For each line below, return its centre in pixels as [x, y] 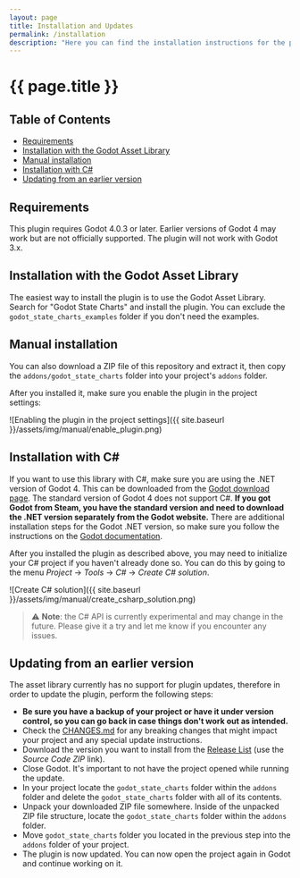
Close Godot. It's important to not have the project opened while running [155, 769]
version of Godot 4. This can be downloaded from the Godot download [140, 488]
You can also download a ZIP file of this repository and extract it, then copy [147, 366]
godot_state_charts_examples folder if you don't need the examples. [134, 316]
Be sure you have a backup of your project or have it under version [148, 712]
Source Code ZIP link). [63, 759]
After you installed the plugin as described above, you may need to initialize [148, 553]
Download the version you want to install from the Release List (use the [153, 750]
